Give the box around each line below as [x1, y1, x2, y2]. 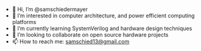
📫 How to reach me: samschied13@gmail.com [12, 38, 130, 45]
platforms [12, 19, 37, 25]
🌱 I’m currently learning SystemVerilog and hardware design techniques [12, 25, 192, 32]
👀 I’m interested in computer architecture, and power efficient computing [12, 12, 195, 19]
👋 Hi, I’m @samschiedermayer [12, 6, 88, 13]
